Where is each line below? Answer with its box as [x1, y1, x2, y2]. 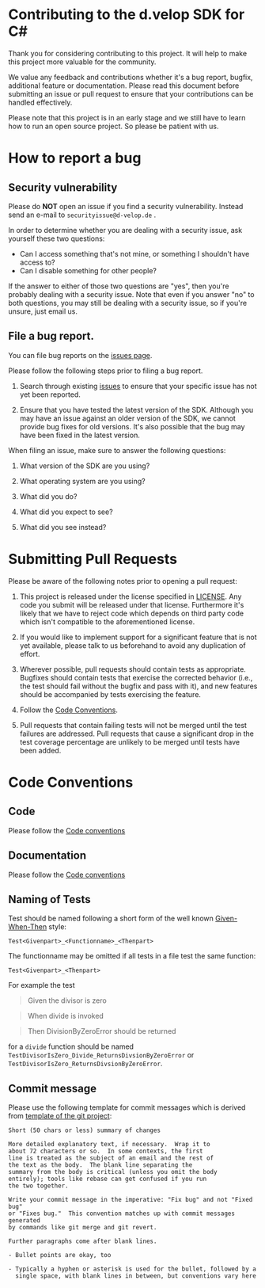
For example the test [8, 981, 75, 990]
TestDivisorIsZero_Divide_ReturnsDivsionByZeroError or [8, 1050, 195, 1060]
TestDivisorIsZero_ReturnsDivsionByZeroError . [8, 1059, 163, 1069]
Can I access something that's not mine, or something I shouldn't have [19, 249, 250, 258]
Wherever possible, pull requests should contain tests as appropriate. [19, 664, 247, 674]
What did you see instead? [19, 522, 107, 532]
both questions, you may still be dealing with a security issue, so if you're [8, 298, 248, 307]
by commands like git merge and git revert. [8, 1224, 157, 1232]
